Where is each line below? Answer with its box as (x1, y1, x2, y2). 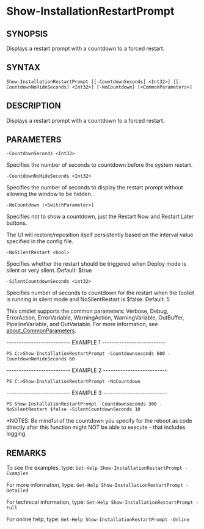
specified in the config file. (6, 238, 74, 245)
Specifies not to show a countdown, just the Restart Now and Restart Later (6, 213, 194, 221)
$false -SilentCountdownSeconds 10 (49, 406, 140, 413)
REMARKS (6, 448, 47, 458)
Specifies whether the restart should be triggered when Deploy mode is (6, 260, 187, 268)
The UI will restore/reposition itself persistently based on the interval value (6, 231, 194, 239)
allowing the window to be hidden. (6, 191, 93, 198)
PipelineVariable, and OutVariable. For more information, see (6, 321, 158, 328)
